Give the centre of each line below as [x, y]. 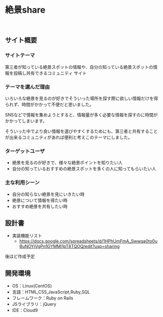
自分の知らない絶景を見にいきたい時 [48, 194]
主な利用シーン [22, 183]
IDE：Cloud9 [25, 310]
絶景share [25, 10]
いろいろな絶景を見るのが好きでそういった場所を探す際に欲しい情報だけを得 [81, 98]
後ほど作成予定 [20, 257]
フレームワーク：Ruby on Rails [43, 298]
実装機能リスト [27, 236]
